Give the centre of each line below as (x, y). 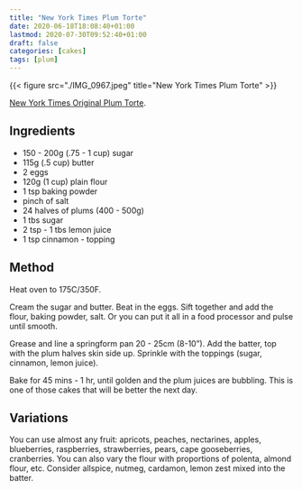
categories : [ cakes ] (48, 51)
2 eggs (35, 171)
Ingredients (42, 131)
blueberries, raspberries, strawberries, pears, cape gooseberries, (131, 449)
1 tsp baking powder (60, 191)
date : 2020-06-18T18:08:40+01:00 (72, 26)
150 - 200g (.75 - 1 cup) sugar (78, 153)
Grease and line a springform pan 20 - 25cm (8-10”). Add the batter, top (143, 343)
